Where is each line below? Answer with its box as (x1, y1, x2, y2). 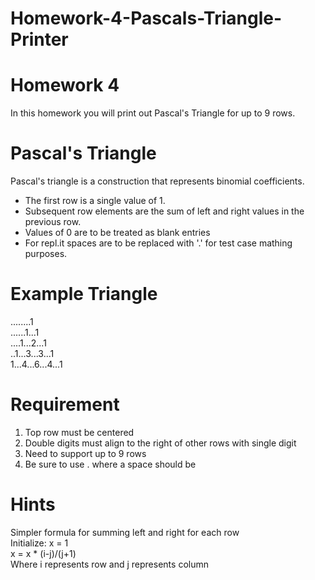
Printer (10, 28, 69, 51)
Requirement (10, 393, 120, 416)
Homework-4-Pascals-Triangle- (10, 7, 283, 30)
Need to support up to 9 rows (24, 447, 147, 459)
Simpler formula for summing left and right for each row (10, 526, 240, 538)
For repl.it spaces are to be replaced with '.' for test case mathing (24, 237, 293, 249)
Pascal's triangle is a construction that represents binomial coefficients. (10, 175, 305, 187)
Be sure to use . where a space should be (24, 458, 197, 470)
